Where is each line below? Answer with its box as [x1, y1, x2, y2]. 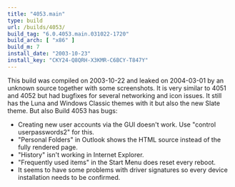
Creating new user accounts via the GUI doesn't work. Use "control [17, 120, 216, 129]
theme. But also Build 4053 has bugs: [7, 106, 118, 114]
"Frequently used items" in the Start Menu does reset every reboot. [17, 158, 216, 166]
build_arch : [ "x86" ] [7, 37, 75, 44]
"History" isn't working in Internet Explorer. [17, 150, 144, 159]
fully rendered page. [17, 143, 79, 151]
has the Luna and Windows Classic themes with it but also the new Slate [7, 99, 220, 107]
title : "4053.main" [7, 10, 66, 18]
